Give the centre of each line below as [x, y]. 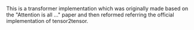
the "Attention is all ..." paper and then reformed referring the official [90, 15]
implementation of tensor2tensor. [47, 21]
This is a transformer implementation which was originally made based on [97, 9]
